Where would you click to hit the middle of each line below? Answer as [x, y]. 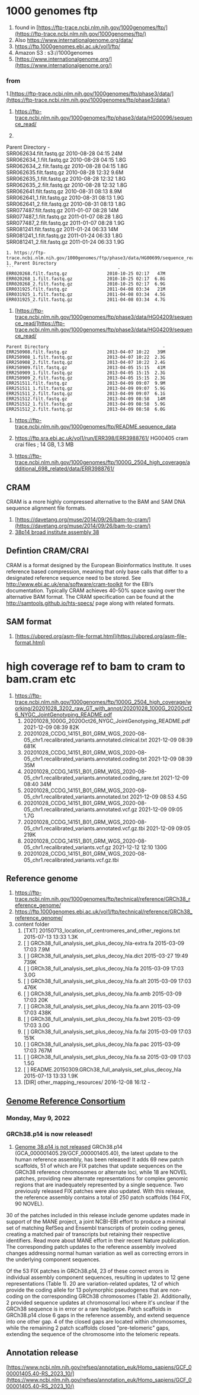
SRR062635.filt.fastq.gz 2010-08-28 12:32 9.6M [65, 172]
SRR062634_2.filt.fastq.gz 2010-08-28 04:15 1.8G [67, 166]
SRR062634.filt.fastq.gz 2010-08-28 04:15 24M [65, 153]
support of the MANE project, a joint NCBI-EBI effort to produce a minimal [96, 1222]
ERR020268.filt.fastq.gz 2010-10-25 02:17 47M [86, 274]
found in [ [26, 27]
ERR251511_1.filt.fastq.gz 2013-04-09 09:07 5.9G [86, 389]
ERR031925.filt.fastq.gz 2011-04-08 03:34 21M [86, 290]
